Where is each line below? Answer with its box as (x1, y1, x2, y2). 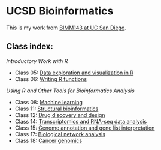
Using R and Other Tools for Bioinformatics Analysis (6, 87, 135, 94)
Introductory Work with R (6, 57, 68, 64)
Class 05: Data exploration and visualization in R (14, 69, 134, 76)
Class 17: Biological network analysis (14, 130, 106, 137)
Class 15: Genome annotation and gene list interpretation (14, 124, 155, 131)
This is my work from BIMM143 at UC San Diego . (6, 24, 127, 31)
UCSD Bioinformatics (6, 4, 114, 18)
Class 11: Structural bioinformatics (14, 105, 99, 112)
